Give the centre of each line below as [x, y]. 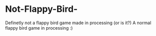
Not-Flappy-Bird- [41, 9]
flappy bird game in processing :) [39, 28]
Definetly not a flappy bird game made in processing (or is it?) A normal [78, 23]
